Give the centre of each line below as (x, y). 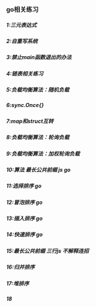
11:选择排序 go (24, 186)
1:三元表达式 (22, 25)
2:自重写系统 (22, 41)
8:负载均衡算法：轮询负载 (38, 137)
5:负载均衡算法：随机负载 (38, 90)
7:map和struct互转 (30, 121)
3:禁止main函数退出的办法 (39, 57)
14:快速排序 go (25, 235)
